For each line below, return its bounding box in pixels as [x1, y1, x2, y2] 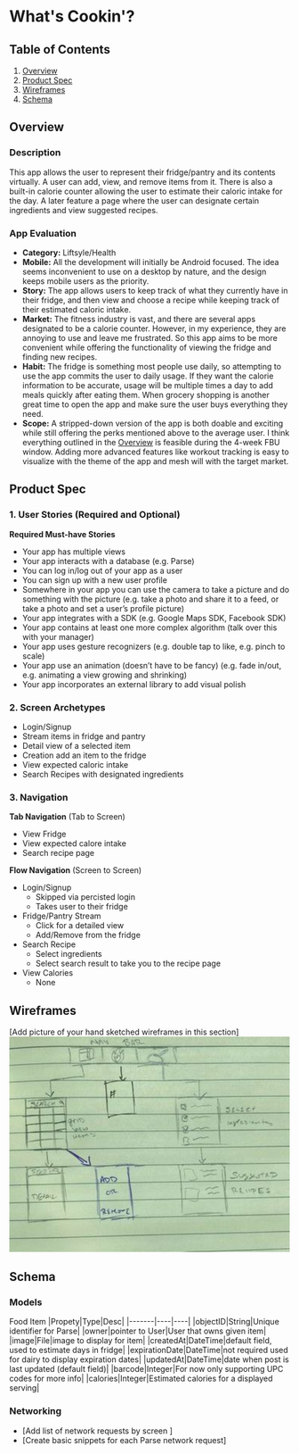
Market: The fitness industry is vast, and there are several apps [21, 313, 256, 324]
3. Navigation [9, 791, 69, 803]
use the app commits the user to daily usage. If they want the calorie [21, 370, 274, 381]
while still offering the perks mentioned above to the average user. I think [21, 427, 290, 438]
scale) [21, 650, 45, 661]
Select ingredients [35, 949, 102, 960]
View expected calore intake [21, 838, 127, 849]
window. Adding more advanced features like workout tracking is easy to [21, 446, 289, 457]
